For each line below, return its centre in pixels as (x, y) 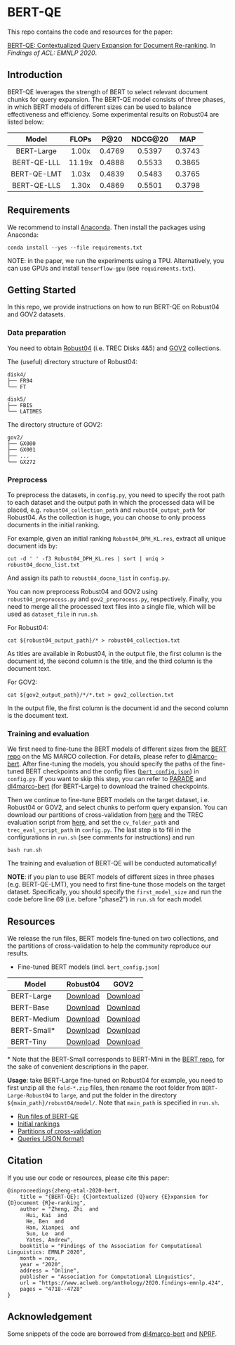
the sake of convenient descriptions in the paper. (78, 1067)
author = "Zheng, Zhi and (59, 1209)
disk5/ (17, 399)
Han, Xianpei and (53, 1228)
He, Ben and (45, 1221)
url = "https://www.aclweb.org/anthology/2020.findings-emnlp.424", (122, 1283)
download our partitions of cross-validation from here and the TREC (105, 815)
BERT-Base (30, 1008)
